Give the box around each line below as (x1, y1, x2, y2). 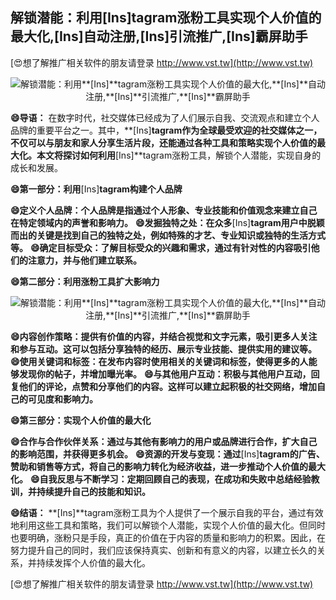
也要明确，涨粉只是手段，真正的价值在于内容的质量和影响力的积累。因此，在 (10, 531, 326, 543)
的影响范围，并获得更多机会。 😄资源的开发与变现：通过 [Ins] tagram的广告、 (10, 448, 325, 460)
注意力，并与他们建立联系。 (27, 254, 142, 266)
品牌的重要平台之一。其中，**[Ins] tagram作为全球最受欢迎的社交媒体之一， (10, 124, 323, 136)
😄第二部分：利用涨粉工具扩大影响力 (10, 275, 160, 287)
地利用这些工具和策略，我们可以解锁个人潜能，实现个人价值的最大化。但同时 (10, 519, 326, 531)
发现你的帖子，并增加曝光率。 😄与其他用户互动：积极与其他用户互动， (18, 368, 312, 380)
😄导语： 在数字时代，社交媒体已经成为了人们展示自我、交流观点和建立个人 (10, 111, 320, 123)
